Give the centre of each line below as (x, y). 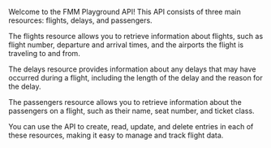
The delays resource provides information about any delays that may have (132, 69)
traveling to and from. (45, 53)
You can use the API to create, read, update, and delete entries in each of (131, 126)
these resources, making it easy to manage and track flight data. (116, 135)
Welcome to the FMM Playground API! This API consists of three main (125, 12)
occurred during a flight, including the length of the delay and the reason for (136, 78)
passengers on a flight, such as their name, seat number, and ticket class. (131, 111)
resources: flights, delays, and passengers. (80, 20)
